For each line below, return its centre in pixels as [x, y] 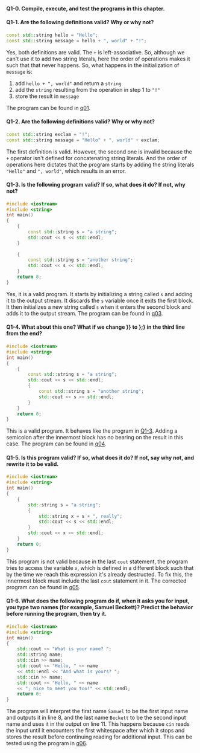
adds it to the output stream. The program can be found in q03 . [85, 313]
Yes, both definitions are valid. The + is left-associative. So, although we [95, 52]
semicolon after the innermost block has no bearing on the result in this [95, 438]
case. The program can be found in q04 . [56, 444]
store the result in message [47, 96]
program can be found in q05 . [43, 587]
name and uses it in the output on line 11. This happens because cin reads [98, 724]
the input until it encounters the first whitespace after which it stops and [95, 731]
